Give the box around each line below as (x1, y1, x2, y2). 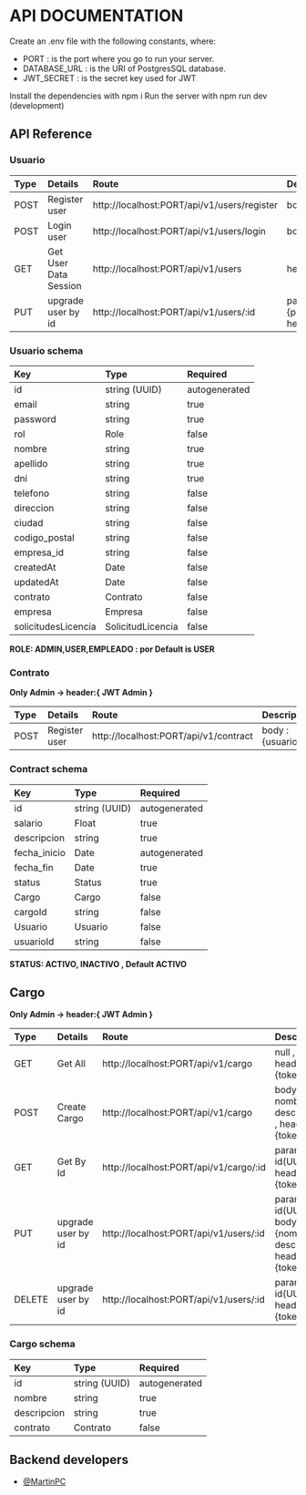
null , (274, 1046, 296, 1058)
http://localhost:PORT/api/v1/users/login (92, 224, 267, 237)
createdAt (14, 561, 56, 573)
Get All (56, 1057, 87, 1070)
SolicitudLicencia (104, 620, 178, 633)
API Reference (9, 127, 93, 142)
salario (14, 817, 43, 830)
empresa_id (14, 546, 65, 559)
